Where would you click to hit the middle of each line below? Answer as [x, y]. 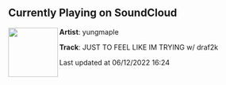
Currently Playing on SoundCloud [93, 13]
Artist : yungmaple [89, 31]
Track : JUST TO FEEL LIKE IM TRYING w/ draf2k [139, 47]
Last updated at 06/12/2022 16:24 [115, 62]
